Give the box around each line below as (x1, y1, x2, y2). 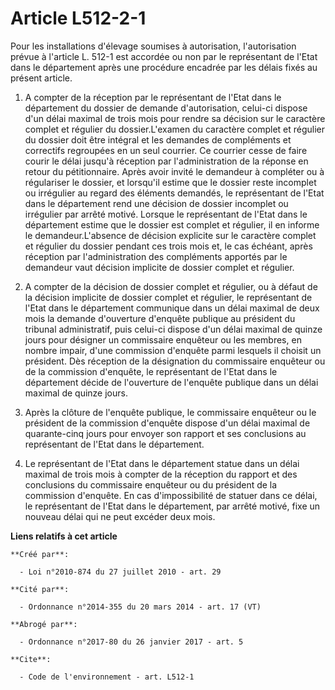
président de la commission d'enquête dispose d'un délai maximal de (24, 417, 311, 429)
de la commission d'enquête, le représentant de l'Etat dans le (24, 365, 278, 377)
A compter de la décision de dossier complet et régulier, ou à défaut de (24, 280, 318, 292)
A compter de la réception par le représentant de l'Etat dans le (24, 91, 282, 103)
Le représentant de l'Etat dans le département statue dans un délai (24, 457, 300, 469)
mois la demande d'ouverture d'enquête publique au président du (24, 312, 296, 324)
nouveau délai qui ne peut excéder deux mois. (24, 510, 216, 522)
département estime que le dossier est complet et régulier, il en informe (24, 218, 320, 231)
